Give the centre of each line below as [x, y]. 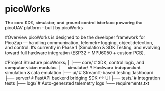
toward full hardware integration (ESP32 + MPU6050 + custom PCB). [75, 53]
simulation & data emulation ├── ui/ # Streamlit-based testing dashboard [79, 72]
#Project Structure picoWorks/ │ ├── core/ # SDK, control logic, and [75, 62]
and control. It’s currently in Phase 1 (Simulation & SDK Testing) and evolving [82, 47]
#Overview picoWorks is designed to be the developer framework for [75, 37]
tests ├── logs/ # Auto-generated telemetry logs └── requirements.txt [77, 83]
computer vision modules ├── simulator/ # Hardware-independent [73, 68]
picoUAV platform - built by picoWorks [44, 27]
